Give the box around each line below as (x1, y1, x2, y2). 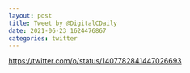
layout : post (8, 11, 53, 20)
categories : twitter (8, 34, 78, 43)
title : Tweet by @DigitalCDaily (8, 19, 117, 27)
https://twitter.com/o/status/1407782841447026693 (8, 56, 182, 66)
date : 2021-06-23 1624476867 (8, 26, 107, 34)
